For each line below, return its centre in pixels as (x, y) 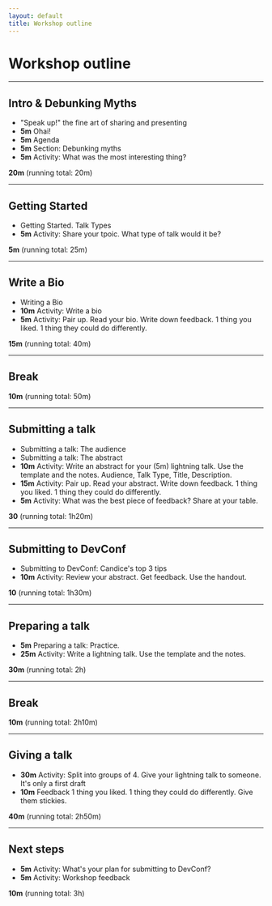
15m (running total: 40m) (50, 343)
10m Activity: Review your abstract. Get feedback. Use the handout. (133, 577)
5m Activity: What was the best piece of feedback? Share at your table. (139, 500)
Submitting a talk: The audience (73, 449)
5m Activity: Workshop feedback (75, 877)
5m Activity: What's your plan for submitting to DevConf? (115, 869)
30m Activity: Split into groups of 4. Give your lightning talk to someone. (140, 775)
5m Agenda (40, 140)
